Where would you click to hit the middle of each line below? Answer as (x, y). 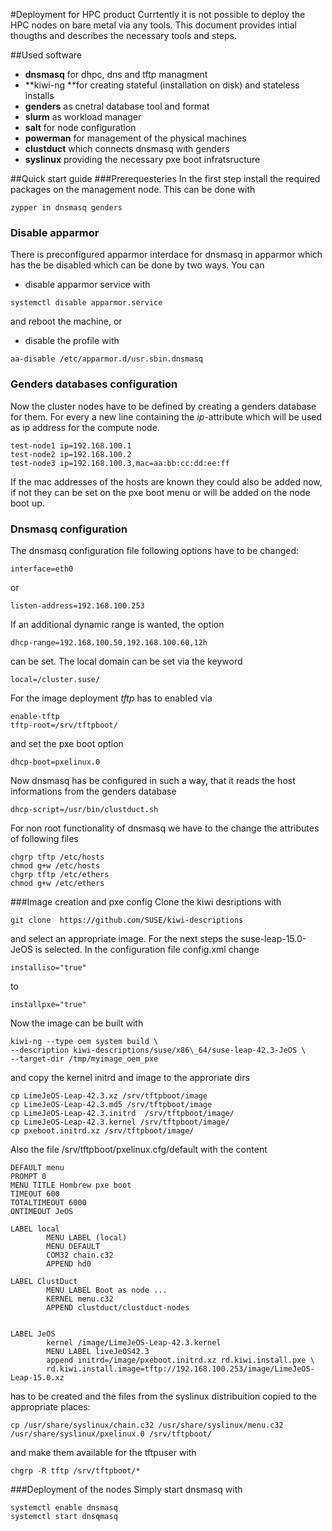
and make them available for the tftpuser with (103, 1452)
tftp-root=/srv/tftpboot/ (64, 725)
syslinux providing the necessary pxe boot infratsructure (142, 159)
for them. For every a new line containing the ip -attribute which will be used (166, 416)
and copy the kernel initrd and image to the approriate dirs (130, 1077)
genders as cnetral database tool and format (117, 106)
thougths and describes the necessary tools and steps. (123, 35)
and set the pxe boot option (67, 743)
